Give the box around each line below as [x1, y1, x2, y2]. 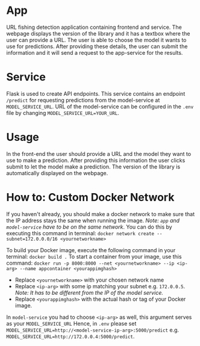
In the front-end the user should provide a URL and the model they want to [6, 150, 192, 157]
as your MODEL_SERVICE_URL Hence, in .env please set [6, 320, 137, 327]
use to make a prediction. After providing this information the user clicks [6, 156, 186, 164]
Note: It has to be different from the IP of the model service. [14, 289, 164, 296]
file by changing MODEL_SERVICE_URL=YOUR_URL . [6, 109, 119, 116]
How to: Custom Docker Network [6, 191, 175, 204]
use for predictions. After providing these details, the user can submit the [6, 43, 188, 50]
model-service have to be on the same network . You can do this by [6, 223, 173, 230]
